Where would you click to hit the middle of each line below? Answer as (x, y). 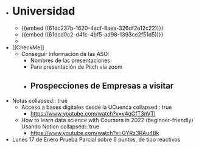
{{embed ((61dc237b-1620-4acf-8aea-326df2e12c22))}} (92, 28)
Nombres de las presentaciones (70, 60)
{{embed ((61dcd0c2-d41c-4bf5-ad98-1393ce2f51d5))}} (92, 34)
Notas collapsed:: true (40, 100)
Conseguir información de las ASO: (65, 54)
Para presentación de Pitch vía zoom (76, 67)
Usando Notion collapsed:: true (60, 126)
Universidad (44, 11)
